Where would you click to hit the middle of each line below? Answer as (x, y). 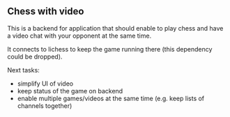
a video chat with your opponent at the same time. (79, 36)
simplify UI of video (45, 84)
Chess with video (46, 11)
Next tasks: (23, 70)
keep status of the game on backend (70, 91)
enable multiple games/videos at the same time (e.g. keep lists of (111, 98)
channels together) (45, 106)
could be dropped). (35, 56)
